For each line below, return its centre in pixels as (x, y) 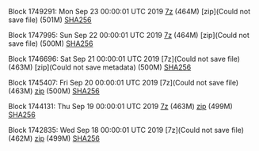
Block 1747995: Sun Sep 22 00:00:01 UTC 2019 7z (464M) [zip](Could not (129, 35)
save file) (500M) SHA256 (51, 43)
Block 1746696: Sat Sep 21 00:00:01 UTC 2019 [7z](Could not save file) (124, 59)
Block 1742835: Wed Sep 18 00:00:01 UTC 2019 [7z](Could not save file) (126, 130)
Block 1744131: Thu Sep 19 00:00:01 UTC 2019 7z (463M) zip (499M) (121, 106)
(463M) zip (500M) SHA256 (54, 91)
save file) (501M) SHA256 (50, 20)
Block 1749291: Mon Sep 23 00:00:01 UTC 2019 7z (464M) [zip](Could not (129, 11)
